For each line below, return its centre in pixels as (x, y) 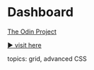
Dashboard (41, 12)
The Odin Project (32, 31)
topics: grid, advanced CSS (47, 58)
